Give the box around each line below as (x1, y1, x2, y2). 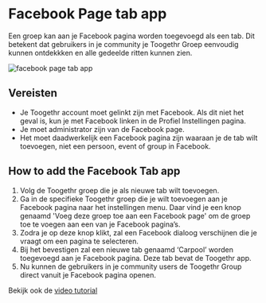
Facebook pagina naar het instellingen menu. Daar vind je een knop (19, 202, 241, 212)
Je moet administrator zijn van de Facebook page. (19, 124, 185, 134)
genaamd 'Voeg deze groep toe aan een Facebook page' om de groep (19, 211, 251, 220)
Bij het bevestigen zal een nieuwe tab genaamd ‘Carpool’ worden (19, 244, 233, 254)
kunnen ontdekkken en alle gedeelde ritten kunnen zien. (8, 48, 193, 57)
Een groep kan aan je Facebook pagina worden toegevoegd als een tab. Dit (8, 31, 255, 41)
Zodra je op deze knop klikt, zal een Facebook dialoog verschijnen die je (19, 227, 257, 237)
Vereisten (8, 87, 57, 100)
